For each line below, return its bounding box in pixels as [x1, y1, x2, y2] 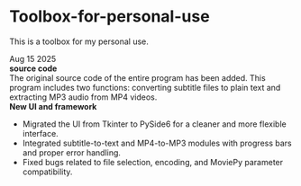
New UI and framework [9, 101, 97, 111]
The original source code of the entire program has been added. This [9, 72, 266, 83]
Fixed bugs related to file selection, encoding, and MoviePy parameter [22, 156, 284, 167]
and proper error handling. [22, 146, 122, 158]
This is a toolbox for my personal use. [9, 36, 149, 47]
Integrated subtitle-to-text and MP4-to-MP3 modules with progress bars [22, 137, 292, 148]
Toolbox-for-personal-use [9, 6, 210, 27]
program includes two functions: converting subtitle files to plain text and [9, 82, 281, 93]
